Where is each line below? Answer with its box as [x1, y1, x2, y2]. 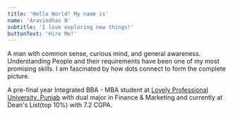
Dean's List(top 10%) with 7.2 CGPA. [7, 100, 113, 110]
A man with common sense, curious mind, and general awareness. [7, 50, 201, 58]
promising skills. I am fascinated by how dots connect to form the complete [7, 64, 226, 73]
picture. [7, 72, 30, 81]
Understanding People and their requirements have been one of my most [7, 57, 220, 66]
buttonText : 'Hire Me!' [7, 30, 78, 37]
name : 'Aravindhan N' [7, 17, 71, 24]
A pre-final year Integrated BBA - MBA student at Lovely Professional [7, 86, 208, 94]
